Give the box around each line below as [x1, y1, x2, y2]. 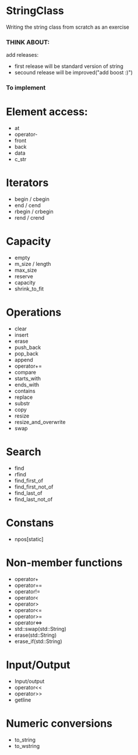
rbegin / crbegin [14, 208, 54, 215]
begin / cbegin [14, 196, 49, 203]
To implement [6, 84, 46, 92]
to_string [14, 736, 36, 743]
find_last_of [14, 489, 43, 496]
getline [14, 696, 31, 703]
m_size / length [14, 260, 51, 267]
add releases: [6, 52, 39, 59]
